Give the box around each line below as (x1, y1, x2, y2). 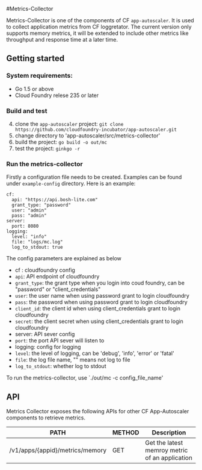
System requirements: (6, 72, 73, 80)
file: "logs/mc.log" (11, 239, 63, 245)
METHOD (112, 428, 139, 437)
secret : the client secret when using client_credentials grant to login (14, 318, 183, 325)
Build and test (6, 107, 47, 115)
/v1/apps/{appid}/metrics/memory (9, 446, 107, 454)
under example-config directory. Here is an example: (6, 180, 136, 187)
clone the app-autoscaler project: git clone (14, 120, 124, 127)
